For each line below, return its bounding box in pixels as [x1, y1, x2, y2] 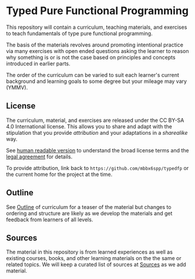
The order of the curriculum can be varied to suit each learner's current [6, 71, 179, 78]
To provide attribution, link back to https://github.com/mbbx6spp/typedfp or [6, 164, 189, 171]
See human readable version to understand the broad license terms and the [6, 147, 189, 154]
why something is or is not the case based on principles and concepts [6, 54, 176, 61]
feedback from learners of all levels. [6, 216, 93, 223]
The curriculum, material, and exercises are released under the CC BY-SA [6, 117, 184, 124]
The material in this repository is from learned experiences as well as [6, 248, 173, 255]
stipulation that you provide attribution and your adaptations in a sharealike [6, 129, 188, 136]
